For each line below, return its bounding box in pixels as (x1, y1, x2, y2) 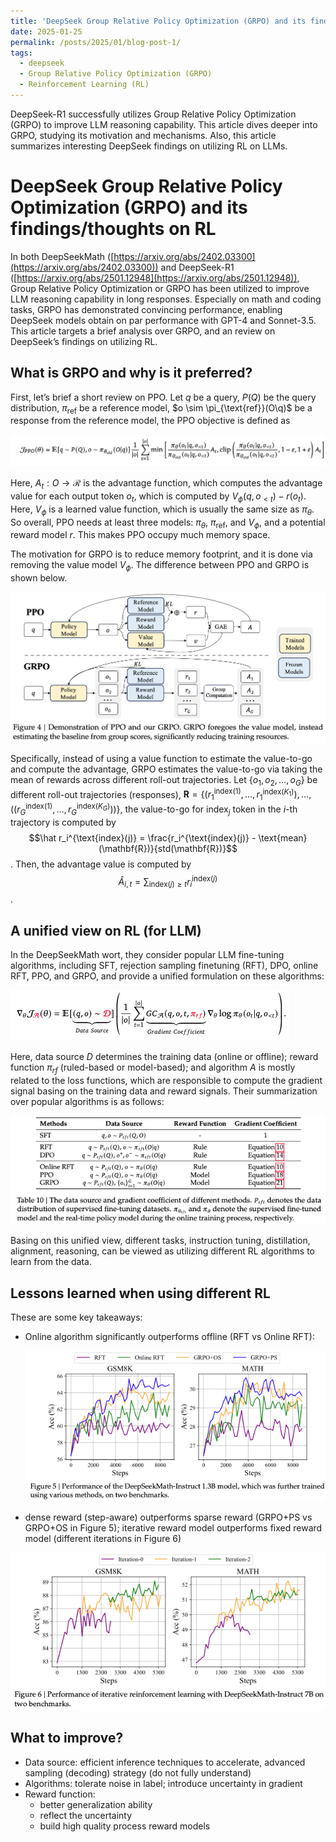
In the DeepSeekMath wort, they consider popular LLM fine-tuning (10, 948, 285, 960)
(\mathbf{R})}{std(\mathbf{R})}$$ (98, 842, 238, 854)
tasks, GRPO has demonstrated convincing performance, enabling (10, 303, 283, 315)
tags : (10, 48, 33, 58)
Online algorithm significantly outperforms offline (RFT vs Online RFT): (24, 1331, 315, 1343)
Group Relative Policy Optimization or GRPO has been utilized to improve (10, 282, 310, 294)
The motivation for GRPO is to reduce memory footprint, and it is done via (10, 548, 313, 560)
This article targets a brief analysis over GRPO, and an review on (10, 325, 276, 337)
